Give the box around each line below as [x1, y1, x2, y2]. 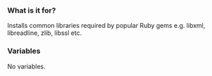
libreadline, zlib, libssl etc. [7, 29, 82, 37]
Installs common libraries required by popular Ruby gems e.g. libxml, [7, 22, 206, 30]
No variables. [7, 62, 46, 70]
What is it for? [7, 6, 56, 15]
